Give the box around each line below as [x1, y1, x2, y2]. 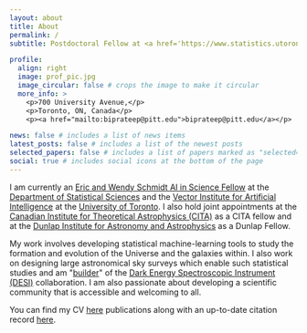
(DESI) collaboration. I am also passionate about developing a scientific [9, 276, 277, 287]
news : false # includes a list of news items [9, 131, 185, 140]
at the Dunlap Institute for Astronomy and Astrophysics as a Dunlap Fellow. [9, 220, 291, 231]
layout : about [9, 13, 64, 23]
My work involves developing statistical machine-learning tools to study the [9, 238, 294, 249]
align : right [17, 64, 68, 73]
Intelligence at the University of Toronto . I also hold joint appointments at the [9, 201, 297, 212]
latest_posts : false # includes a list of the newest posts [9, 140, 244, 149]
